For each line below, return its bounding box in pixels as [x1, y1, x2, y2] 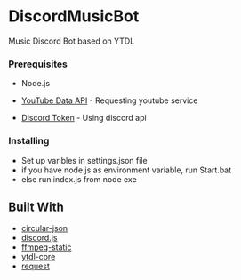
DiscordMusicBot [8, 6, 140, 27]
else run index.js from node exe [20, 173, 137, 184]
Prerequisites [8, 58, 68, 70]
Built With [8, 199, 64, 214]
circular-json [20, 223, 68, 234]
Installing [8, 135, 50, 148]
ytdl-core [20, 252, 56, 262]
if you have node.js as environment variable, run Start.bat [20, 164, 232, 175]
